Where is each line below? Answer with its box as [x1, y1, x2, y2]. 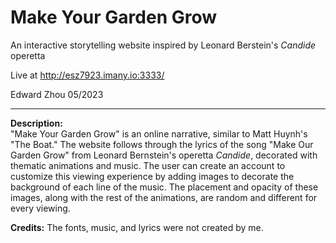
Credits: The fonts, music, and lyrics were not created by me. [10, 221, 264, 233]
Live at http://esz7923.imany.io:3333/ [10, 69, 165, 81]
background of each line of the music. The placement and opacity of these [10, 181, 319, 193]
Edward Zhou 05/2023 [10, 88, 104, 100]
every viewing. [10, 202, 71, 214]
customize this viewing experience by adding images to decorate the [10, 170, 295, 182]
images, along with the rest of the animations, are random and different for [10, 191, 318, 203]
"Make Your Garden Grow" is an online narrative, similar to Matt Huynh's [10, 127, 308, 140]
